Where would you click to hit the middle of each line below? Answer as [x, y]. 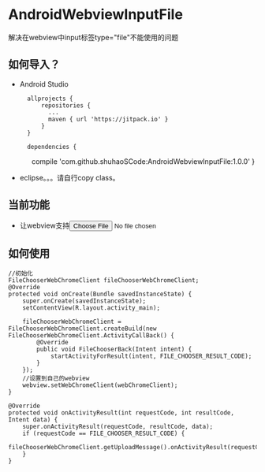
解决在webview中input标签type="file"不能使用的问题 [93, 37]
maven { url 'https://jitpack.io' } [108, 119]
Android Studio [44, 84]
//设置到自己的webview [56, 379]
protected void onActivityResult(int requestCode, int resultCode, [121, 413]
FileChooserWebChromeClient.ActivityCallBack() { [91, 336]
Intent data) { [33, 420]
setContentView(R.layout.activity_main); [91, 308]
